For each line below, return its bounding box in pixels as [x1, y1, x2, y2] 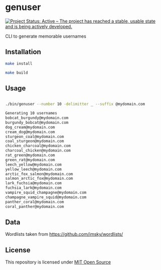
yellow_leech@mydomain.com [5, 167, 62, 172]
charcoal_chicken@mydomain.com [5, 148, 71, 153]
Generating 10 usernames [5, 111, 57, 116]
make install [5, 61, 33, 66]
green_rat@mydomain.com [5, 157, 55, 162]
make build [5, 70, 28, 75]
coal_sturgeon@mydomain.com [5, 139, 64, 144]
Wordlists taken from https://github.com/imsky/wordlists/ [5, 231, 123, 237]
